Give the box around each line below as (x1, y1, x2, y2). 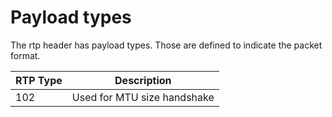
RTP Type (15, 73, 63, 87)
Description (114, 73, 172, 87)
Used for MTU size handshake (71, 90, 215, 104)
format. (10, 49, 41, 61)
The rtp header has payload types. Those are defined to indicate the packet (10, 39, 323, 51)
